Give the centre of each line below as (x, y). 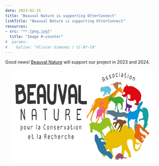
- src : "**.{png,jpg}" (29, 32)
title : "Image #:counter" (37, 37)
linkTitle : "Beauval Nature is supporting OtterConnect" (65, 21)
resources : (16, 26)
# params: (16, 42)
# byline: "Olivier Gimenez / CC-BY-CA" (51, 47)
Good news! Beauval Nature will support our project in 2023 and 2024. (78, 62)
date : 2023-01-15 (23, 10)
